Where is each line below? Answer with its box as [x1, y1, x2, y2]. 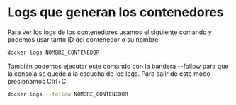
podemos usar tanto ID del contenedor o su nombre [7, 35, 159, 43]
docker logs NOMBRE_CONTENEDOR [7, 49, 100, 56]
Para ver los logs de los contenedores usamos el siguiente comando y [7, 28, 213, 36]
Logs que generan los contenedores [7, 4, 225, 21]
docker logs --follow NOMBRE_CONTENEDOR [7, 90, 129, 98]
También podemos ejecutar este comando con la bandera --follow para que [7, 62, 229, 70]
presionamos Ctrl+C [7, 77, 67, 85]
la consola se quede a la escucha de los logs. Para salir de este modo [7, 69, 210, 78]
